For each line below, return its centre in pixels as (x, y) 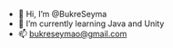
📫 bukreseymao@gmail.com (72, 34)
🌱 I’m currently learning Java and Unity (91, 24)
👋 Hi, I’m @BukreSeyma (62, 14)
